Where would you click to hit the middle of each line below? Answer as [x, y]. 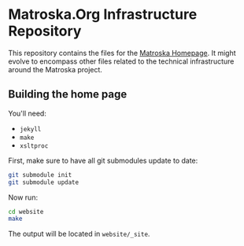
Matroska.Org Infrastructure [103, 15]
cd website [26, 211]
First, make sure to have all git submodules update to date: [103, 160]
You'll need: [28, 113]
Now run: [23, 197]
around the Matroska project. [55, 69]
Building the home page [68, 95]
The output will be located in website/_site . [79, 234]
